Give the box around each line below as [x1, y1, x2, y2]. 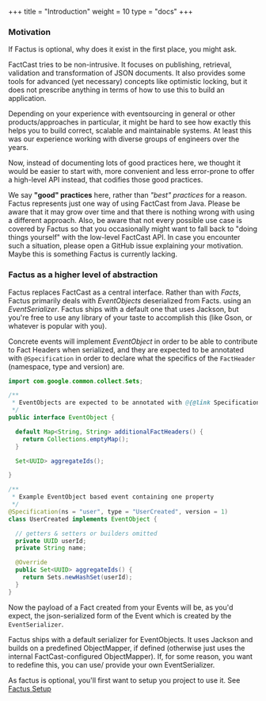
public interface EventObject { [8, 414, 115, 422]
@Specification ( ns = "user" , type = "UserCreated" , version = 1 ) [8, 507, 229, 515]
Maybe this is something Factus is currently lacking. [8, 249, 178, 259]
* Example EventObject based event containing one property [11, 493, 215, 501]
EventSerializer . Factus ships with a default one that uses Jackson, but [8, 304, 239, 314]
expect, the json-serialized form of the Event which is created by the [8, 610, 232, 620]
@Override [15, 559, 47, 567]
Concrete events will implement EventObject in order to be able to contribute [8, 337, 258, 346]
